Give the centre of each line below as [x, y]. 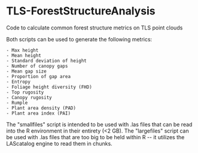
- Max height [22, 50]
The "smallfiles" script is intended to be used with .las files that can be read [99, 124]
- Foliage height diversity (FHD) [49, 87]
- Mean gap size [26, 71]
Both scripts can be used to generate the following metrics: [79, 39]
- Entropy [19, 82]
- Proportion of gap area [38, 76]
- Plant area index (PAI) [38, 113]
